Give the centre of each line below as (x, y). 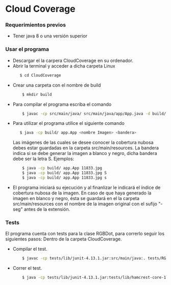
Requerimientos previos (36, 25)
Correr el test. (27, 268)
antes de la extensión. (47, 209)
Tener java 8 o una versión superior (50, 36)
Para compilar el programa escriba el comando (62, 104)
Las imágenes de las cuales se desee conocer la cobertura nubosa (83, 142)
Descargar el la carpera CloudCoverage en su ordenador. (73, 60)
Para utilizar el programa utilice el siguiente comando (69, 123)
